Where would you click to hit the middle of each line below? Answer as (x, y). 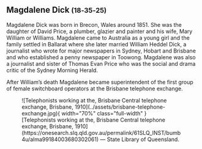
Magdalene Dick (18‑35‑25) (57, 10)
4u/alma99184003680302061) (60, 139)
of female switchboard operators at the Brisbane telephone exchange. (95, 89)
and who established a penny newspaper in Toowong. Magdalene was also (101, 57)
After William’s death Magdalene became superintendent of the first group (100, 82)
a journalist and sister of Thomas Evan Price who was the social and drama (101, 64)
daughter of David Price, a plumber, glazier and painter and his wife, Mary (99, 31)
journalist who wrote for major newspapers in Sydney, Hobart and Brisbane (101, 51)
